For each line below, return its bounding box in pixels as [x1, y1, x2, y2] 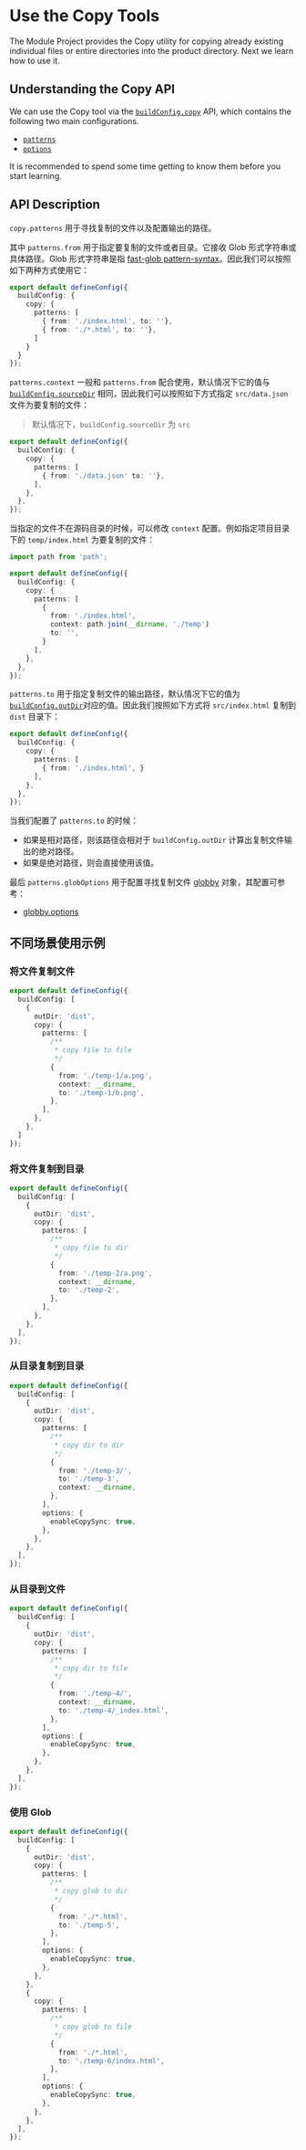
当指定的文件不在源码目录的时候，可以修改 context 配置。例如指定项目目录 [9, 522, 290, 534]
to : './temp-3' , [57, 1474, 120, 1484]
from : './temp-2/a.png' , [57, 1269, 153, 1278]
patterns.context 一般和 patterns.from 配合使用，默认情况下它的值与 [9, 376, 270, 388]
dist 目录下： [9, 711, 61, 722]
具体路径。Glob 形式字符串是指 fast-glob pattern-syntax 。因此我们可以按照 [9, 253, 291, 264]
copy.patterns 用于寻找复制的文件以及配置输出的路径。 [9, 222, 217, 233]
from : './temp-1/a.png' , [57, 1070, 153, 1080]
